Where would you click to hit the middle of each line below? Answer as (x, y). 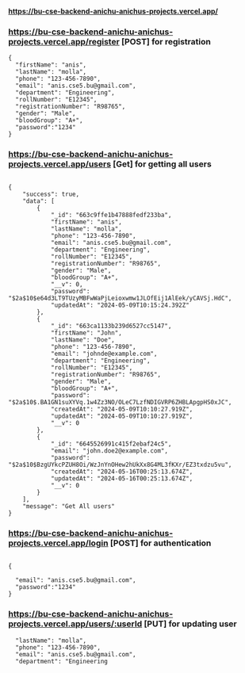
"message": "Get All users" (69, 507)
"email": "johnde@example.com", (104, 354)
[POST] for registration (167, 41)
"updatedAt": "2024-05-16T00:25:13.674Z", (122, 479)
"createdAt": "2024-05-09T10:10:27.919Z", (122, 409)
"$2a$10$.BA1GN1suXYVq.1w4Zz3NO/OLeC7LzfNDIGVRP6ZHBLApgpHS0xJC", (120, 403)
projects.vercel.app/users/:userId (75, 624)
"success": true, (51, 194)
